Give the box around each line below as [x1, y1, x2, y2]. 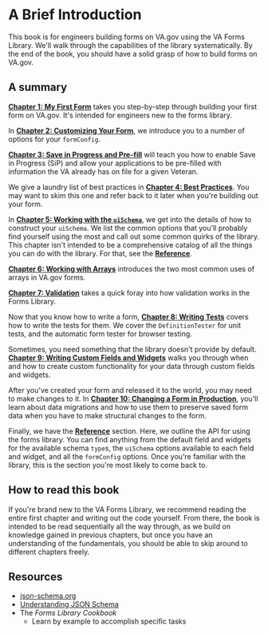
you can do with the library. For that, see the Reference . [8, 248, 193, 258]
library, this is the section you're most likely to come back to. [8, 460, 207, 470]
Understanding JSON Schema [19, 600, 120, 609]
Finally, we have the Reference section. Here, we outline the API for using [8, 426, 250, 436]
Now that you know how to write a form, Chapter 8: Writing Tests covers [8, 311, 249, 321]
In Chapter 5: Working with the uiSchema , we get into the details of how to [8, 214, 252, 224]
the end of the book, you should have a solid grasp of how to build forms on [8, 49, 258, 58]
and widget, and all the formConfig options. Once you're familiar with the [8, 451, 246, 461]
